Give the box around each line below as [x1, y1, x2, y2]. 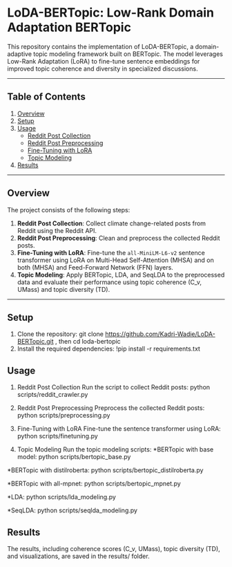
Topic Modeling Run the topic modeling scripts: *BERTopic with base [17, 445, 214, 454]
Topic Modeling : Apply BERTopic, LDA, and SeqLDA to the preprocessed [17, 270, 225, 279]
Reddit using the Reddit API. [17, 226, 97, 234]
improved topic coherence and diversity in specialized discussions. [7, 64, 198, 73]
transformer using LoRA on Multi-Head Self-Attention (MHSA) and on [17, 256, 214, 264]
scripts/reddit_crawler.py [17, 391, 88, 399]
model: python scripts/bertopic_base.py [17, 453, 131, 461]
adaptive [7, 50, 32, 58]
